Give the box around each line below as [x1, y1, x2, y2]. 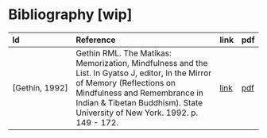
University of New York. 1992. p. [75, 107, 199, 118]
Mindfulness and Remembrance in [75, 87, 204, 98]
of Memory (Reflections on [75, 77, 176, 88]
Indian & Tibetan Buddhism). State [75, 97, 203, 108]
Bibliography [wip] [8, 6, 133, 24]
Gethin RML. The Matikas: [75, 48, 172, 59]
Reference [75, 34, 116, 45]
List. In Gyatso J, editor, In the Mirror [75, 67, 212, 79]
